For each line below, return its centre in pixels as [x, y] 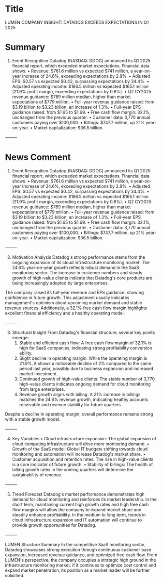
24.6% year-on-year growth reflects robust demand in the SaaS [75, 267]
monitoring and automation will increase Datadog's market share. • [79, 454]
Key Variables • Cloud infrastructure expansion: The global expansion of [84, 438]
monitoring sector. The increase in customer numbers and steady [77, 272]
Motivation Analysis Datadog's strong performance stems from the [78, 257]
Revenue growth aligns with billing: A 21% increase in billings [80, 394]
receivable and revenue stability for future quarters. [71, 404]
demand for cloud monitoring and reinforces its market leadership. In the [84, 499]
